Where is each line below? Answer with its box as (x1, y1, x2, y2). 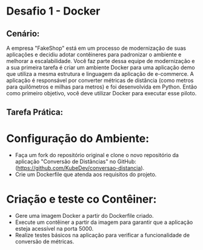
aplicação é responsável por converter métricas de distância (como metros (6, 77, 194, 84)
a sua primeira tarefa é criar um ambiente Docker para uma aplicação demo (6, 64, 195, 71)
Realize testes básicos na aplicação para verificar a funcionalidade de (15, 232, 190, 239)
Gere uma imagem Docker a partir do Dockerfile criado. (15, 212, 154, 220)
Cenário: (6, 29, 40, 39)
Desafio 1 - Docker (6, 4, 101, 18)
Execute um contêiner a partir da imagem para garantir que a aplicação (15, 218, 193, 226)
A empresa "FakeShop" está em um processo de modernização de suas (6, 44, 187, 52)
